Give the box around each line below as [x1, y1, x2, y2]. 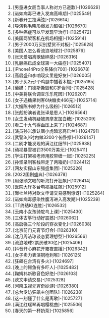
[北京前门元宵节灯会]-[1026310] [12, 227, 78, 233]
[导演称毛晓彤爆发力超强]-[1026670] [12, 23, 87, 29]
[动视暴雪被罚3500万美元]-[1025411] [12, 147, 87, 153]
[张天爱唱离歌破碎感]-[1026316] [12, 54, 78, 59]
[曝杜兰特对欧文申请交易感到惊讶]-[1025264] [12, 190, 105, 196]
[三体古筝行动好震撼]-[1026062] [12, 215, 79, 220]
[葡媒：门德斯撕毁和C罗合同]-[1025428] [12, 85, 95, 91]
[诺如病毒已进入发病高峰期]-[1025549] [12, 10, 92, 16]
